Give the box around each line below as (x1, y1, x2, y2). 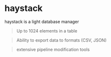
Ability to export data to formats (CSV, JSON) (16, 37, 107, 43)
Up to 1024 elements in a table (16, 28, 78, 34)
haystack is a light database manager (4, 19, 79, 24)
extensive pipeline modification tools (16, 46, 90, 52)
